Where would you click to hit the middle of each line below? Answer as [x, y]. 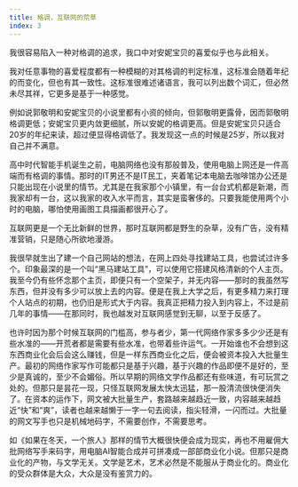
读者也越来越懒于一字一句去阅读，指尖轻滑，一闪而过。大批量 [174, 410]
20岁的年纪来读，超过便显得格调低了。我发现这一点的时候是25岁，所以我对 [147, 134]
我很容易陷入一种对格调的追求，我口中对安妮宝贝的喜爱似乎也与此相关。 [141, 52]
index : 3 [25, 26]
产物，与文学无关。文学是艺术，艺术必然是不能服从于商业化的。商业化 [161, 462]
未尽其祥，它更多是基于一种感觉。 [71, 93]
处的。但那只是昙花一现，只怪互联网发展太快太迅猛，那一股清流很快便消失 [145, 387]
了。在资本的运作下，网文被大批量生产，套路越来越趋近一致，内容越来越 [141, 399]
